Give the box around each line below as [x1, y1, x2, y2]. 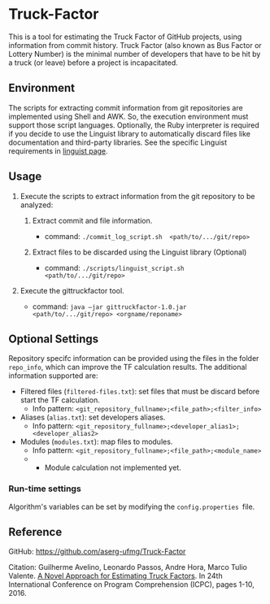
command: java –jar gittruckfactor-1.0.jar [32, 302, 187, 311]
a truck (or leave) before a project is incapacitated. [8, 58, 179, 67]
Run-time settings [8, 483, 81, 494]
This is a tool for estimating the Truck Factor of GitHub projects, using [8, 32, 242, 41]
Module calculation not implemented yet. [44, 463, 181, 472]
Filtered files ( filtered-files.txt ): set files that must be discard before [20, 387, 260, 397]
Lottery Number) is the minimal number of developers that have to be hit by [8, 49, 261, 59]
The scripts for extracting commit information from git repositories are [8, 102, 243, 112]
